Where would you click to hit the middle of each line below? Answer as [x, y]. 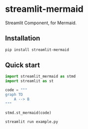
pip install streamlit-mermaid [37, 50]
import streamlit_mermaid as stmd [41, 77]
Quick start [23, 65]
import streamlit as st [29, 81]
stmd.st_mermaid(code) [28, 113]
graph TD [14, 95]
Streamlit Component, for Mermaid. [41, 23]
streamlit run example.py [31, 122]
